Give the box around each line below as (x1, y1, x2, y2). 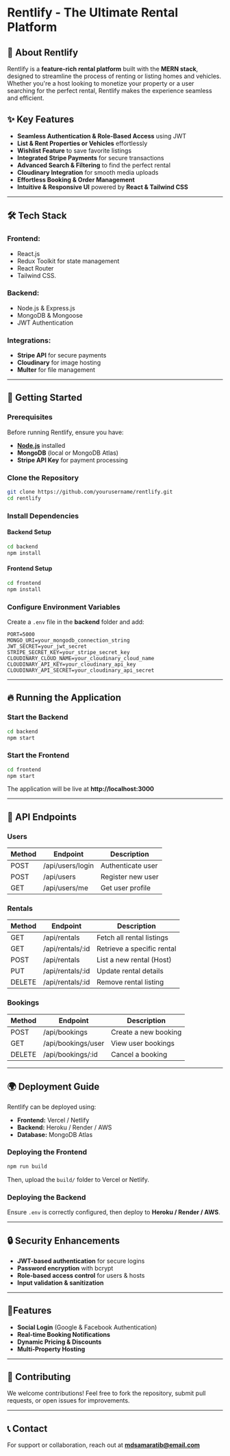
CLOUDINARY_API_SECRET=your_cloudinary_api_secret (7, 666, 155, 674)
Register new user (100, 872, 159, 881)
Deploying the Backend (7, 1192, 86, 1202)
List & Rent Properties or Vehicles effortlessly (16, 139, 148, 147)
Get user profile (100, 883, 151, 893)
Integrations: (7, 336, 51, 345)
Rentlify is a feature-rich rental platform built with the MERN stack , (7, 65, 199, 73)
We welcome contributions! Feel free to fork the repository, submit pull (7, 1389, 206, 1398)
